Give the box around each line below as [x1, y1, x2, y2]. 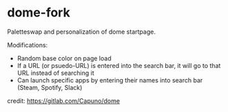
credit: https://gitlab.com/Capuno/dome [7, 96, 121, 104]
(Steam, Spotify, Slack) [17, 83, 83, 91]
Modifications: [7, 41, 48, 49]
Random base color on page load [17, 54, 112, 63]
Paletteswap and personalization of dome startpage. [7, 27, 156, 36]
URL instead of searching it [17, 69, 94, 77]
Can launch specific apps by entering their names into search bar [17, 76, 203, 84]
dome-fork [7, 5, 70, 21]
